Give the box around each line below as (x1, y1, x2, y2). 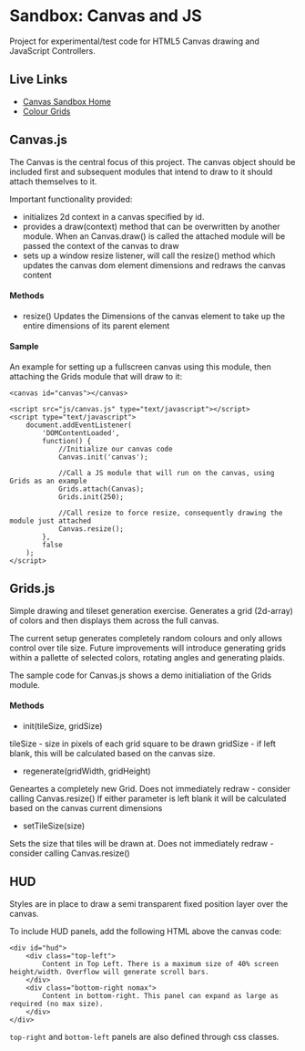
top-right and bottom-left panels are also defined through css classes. (9, 1031, 280, 1042)
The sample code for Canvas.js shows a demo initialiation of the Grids (9, 670, 271, 681)
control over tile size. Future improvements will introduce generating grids (9, 642, 287, 653)
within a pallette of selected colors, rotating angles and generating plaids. (9, 651, 285, 662)
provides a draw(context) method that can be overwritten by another (22, 221, 280, 232)
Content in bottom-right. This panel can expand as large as (42, 991, 280, 1000)
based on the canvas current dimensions (9, 802, 163, 813)
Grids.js (9, 581, 56, 597)
